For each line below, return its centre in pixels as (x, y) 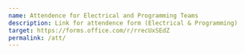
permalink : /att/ (37, 38)
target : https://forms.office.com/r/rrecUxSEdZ (89, 30)
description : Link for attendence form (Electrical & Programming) (123, 23)
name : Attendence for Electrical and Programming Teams (103, 15)
